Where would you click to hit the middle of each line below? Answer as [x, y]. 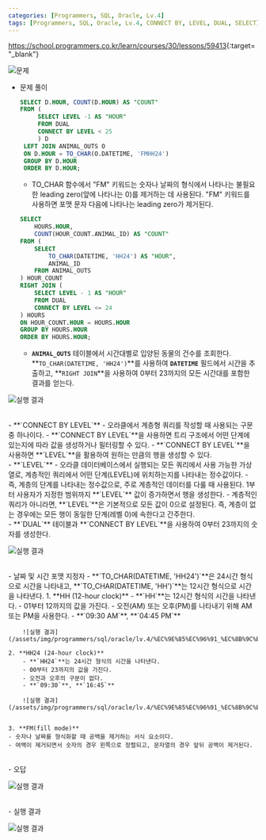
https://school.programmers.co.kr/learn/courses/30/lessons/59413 [118, 45]
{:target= [241, 45]
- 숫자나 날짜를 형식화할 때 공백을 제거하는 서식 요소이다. [91, 737]
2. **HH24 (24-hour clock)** [56, 653]
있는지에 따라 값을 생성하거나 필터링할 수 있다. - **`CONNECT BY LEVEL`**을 [129, 445]
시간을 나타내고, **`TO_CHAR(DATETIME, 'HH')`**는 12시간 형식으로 [130, 586]
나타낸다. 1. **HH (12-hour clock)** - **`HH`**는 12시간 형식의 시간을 [125, 596]
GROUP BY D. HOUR [50, 161]
